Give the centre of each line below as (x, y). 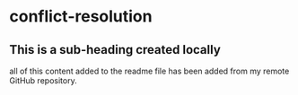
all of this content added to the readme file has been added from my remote (149, 71)
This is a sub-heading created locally (115, 50)
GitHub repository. (44, 81)
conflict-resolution (81, 17)
